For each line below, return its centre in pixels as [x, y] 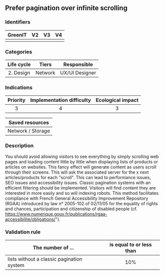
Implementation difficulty [61, 100]
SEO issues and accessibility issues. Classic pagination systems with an [78, 183]
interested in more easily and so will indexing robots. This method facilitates [82, 193]
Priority [16, 100]
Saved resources [29, 122]
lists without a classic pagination [45, 259]
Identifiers [18, 22]
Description [19, 146]
